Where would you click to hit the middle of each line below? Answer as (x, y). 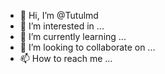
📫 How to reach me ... (66, 58)
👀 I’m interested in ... (62, 26)
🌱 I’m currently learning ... (73, 36)
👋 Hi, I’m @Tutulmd (59, 15)
